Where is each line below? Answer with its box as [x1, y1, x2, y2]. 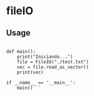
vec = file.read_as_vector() [17, 64, 89, 70]
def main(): [6, 49, 36, 55]
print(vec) [17, 69, 44, 75]
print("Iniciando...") [17, 54, 73, 60]
